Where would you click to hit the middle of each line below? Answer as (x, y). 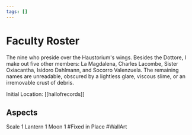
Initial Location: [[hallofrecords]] (45, 94)
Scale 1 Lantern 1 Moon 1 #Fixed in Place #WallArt (67, 127)
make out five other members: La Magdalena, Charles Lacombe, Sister (92, 63)
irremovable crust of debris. (40, 82)
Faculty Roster (43, 41)
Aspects (22, 112)
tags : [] (17, 12)
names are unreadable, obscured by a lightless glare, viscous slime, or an (96, 76)
